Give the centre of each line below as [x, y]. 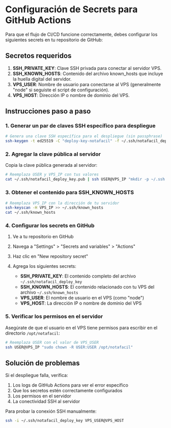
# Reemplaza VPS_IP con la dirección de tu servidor [62, 203]
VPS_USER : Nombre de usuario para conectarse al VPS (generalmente [87, 84]
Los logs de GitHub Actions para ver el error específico [70, 385]
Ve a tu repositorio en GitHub [43, 237]
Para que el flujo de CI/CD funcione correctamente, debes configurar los [81, 34]
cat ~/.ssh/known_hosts [31, 213]
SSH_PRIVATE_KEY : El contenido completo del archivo [78, 276]
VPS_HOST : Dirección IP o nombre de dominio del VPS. [71, 95]
